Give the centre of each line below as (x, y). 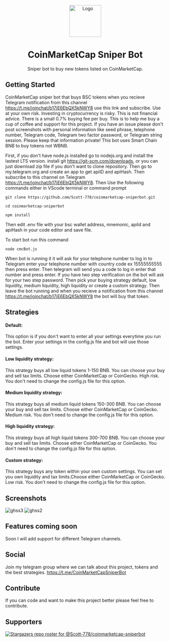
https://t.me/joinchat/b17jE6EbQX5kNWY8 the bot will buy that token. (77, 296)
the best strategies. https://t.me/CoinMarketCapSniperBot (66, 572)
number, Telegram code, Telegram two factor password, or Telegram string (84, 135)
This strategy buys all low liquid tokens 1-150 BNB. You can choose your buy (85, 370)
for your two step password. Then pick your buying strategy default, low (81, 280)
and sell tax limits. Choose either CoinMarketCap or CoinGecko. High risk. (82, 376)
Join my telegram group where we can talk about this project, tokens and (82, 567)
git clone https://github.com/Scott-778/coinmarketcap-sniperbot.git (80, 197)
